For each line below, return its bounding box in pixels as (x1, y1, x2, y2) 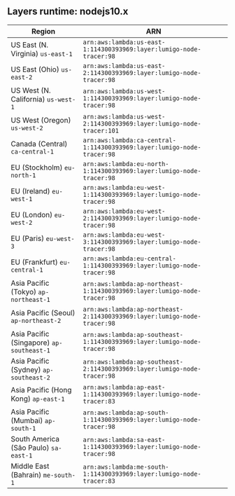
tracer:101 (83, 126, 119, 135)
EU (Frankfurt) (10, 257, 58, 267)
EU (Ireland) (10, 186, 50, 195)
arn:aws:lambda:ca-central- (83, 136, 176, 144)
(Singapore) (10, 338, 50, 347)
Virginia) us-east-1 (10, 48, 73, 58)
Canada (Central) (10, 139, 68, 149)
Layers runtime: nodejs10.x (7, 6, 129, 18)
